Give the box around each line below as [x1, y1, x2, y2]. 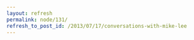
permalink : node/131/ [6, 16, 68, 23]
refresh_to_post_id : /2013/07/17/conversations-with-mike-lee [6, 22, 187, 29]
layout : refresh [6, 9, 53, 17]
